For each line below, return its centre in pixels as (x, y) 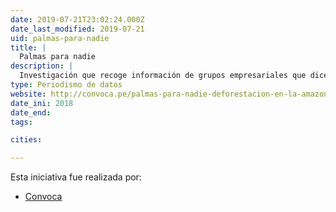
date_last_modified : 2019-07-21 (77, 29)
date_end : (31, 112)
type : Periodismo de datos (66, 85)
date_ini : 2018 (42, 103)
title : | (28, 47)
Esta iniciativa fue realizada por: (76, 177)
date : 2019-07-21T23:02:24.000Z (77, 19)
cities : (26, 140)
